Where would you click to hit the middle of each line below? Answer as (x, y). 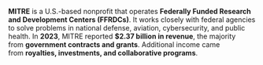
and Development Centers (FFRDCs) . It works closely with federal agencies (132, 20)
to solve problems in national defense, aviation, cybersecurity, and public (127, 28)
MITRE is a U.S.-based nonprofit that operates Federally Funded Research (130, 11)
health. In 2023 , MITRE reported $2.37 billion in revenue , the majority (122, 36)
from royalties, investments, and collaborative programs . (103, 53)
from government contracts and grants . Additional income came (114, 45)
